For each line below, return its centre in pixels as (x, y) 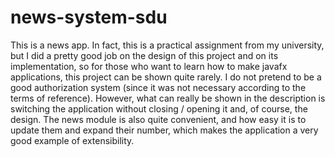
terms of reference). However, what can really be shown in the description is (168, 98)
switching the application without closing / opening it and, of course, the (159, 108)
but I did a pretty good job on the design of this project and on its (144, 55)
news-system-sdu (89, 17)
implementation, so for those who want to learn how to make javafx (149, 66)
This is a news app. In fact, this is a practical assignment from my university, (167, 45)
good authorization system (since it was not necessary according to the (158, 87)
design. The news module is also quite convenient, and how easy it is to (158, 119)
